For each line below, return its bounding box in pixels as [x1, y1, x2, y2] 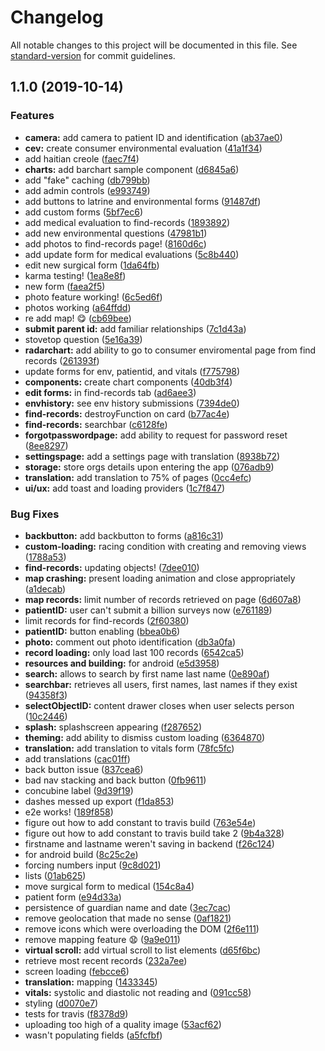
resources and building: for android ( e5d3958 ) [24, 657, 220, 669]
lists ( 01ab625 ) [24, 869, 87, 881]
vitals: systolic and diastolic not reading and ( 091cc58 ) [24, 986, 252, 998]
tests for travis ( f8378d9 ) [24, 1007, 129, 1020]
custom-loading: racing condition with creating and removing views [24, 540, 307, 552]
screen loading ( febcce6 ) [24, 965, 130, 977]
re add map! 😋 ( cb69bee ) [24, 312, 132, 324]
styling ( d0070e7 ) [24, 997, 99, 1009]
